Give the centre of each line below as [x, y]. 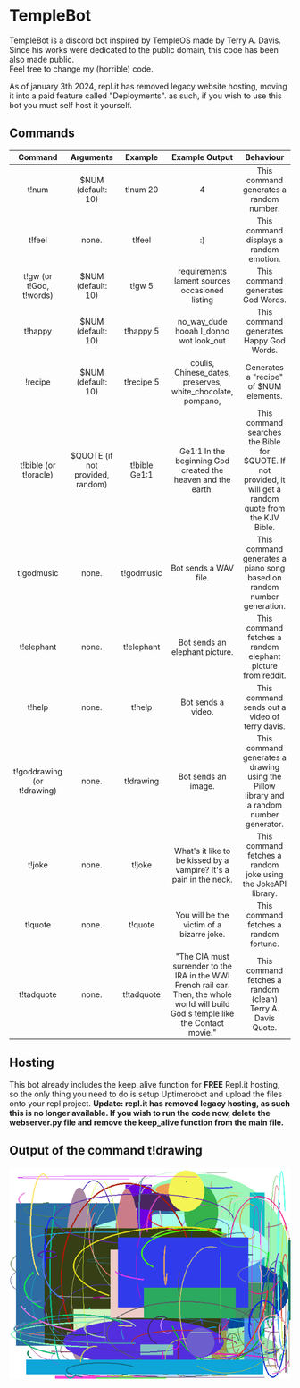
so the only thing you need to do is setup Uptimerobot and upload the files [146, 1094]
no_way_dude [202, 322]
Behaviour [265, 157]
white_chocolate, [202, 391]
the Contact [203, 1023]
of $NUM [265, 386]
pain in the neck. [202, 879]
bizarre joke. [203, 935]
